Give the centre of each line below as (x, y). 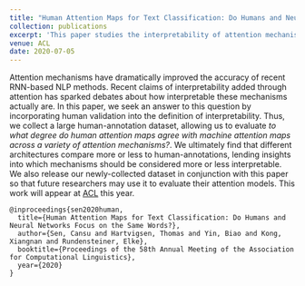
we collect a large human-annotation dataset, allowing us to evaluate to (143, 126)
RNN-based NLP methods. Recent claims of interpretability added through (148, 87)
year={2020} (40, 266)
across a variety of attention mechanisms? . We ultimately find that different (151, 145)
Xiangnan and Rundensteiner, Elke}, (79, 242)
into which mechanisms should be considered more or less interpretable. (146, 164)
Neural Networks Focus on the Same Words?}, (95, 226)
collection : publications (58, 26)
